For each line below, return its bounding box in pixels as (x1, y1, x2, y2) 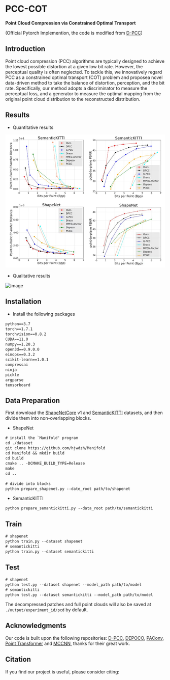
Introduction (5, 44, 46, 53)
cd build (5, 456, 24, 461)
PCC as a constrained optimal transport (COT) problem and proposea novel (5, 74, 163, 80)
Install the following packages (12, 311, 75, 317)
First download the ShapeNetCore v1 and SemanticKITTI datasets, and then (5, 410, 163, 416)
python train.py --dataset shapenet (5, 539, 83, 544)
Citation (5, 655, 31, 664)
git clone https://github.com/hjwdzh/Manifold (5, 446, 106, 451)
